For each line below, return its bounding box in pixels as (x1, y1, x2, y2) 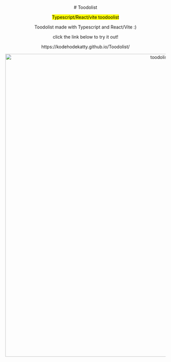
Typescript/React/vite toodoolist (51, 14, 120, 20)
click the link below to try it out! (52, 34, 119, 40)
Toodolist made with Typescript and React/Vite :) (34, 24, 137, 30)
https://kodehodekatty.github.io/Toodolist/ (41, 44, 130, 50)
